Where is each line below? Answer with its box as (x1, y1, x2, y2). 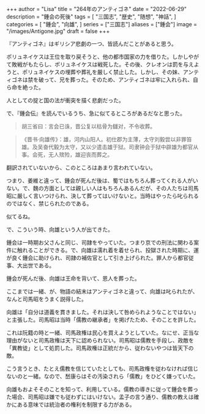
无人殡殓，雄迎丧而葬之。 (48, 151, 113, 158)
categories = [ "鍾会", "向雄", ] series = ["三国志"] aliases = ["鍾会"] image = (6, 21, 198, 28)
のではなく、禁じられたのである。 (6, 200, 92, 207)
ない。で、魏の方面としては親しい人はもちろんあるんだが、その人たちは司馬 (6, 185, 199, 191)
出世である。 (22, 262, 55, 269)
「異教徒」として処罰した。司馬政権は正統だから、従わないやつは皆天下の (6, 344, 194, 352)
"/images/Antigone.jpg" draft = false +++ (6, 28, 110, 35)
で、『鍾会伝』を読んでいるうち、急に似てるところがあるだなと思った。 (6, 109, 185, 117)
